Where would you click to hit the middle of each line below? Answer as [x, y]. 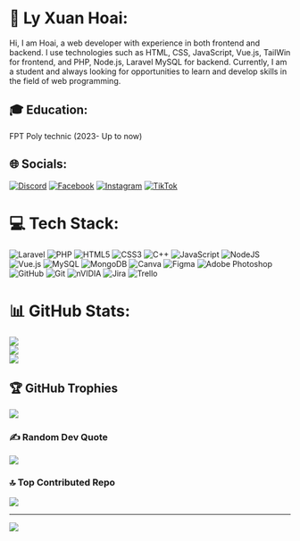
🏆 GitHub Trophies [64, 388]
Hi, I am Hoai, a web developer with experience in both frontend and [135, 43]
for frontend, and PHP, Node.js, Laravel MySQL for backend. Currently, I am [148, 62]
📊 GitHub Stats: [70, 311]
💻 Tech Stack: [64, 223]
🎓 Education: [49, 110]
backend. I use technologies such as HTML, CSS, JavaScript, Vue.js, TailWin [150, 52]
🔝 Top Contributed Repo [62, 483]
